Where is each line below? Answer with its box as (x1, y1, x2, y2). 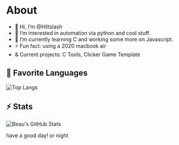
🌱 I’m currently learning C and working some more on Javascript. (14, 36, 173, 43)
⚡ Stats (6, 102, 33, 112)
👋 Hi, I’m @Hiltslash (14, 23, 63, 30)
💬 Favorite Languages (6, 68, 88, 78)
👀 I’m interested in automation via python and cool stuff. (14, 29, 151, 36)
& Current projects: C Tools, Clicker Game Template (14, 51, 141, 58)
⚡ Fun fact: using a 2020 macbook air (14, 42, 106, 49)
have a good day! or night (6, 131, 69, 139)
